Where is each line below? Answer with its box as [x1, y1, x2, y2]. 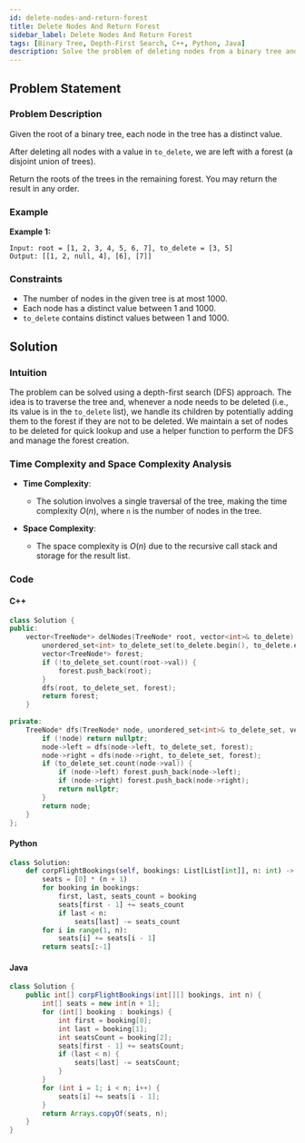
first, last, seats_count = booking [57, 892, 197, 902]
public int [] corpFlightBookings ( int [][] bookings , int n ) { [25, 990, 262, 1000]
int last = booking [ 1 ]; [57, 1024, 148, 1033]
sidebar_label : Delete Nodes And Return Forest [9, 30, 193, 39]
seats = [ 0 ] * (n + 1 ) [42, 875, 128, 884]
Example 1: [9, 226, 52, 237]
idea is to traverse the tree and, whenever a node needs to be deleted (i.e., [9, 397, 289, 408]
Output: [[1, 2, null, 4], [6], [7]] [9, 251, 152, 261]
